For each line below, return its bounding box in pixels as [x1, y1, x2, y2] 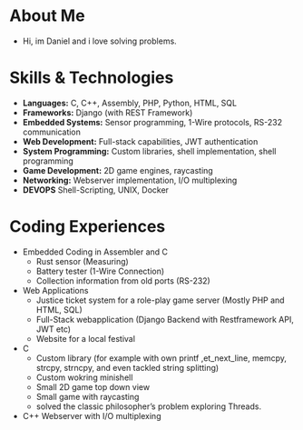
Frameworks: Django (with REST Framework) [22, 106, 193, 118]
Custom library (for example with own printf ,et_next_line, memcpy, [35, 352, 288, 364]
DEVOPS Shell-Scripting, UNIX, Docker [22, 184, 170, 195]
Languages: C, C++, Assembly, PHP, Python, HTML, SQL [22, 97, 238, 108]
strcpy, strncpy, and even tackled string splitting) [35, 362, 220, 373]
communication [22, 126, 82, 137]
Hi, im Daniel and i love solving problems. [22, 35, 177, 46]
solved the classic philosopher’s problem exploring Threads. [35, 401, 261, 412]
